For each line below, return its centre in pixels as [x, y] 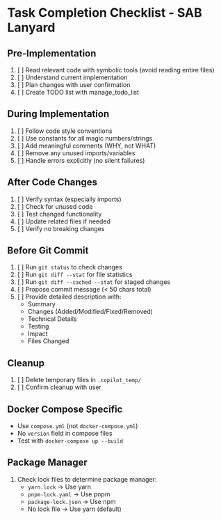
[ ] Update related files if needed [64, 221]
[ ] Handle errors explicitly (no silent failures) [81, 160]
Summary [41, 304]
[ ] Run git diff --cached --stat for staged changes [94, 282]
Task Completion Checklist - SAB [105, 13]
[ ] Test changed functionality [59, 214]
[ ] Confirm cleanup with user [59, 387]
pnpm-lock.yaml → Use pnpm [69, 494]
